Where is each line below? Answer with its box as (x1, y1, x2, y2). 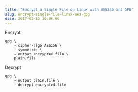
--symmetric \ (14, 47, 42, 53)
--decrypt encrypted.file (14, 82, 67, 88)
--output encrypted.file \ (14, 52, 69, 56)
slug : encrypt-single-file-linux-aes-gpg (5, 12, 90, 17)
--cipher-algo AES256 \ (14, 43, 62, 48)
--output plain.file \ (14, 78, 60, 83)
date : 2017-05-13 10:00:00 (5, 16, 60, 21)
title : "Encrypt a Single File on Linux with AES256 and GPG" (5, 7, 134, 12)
